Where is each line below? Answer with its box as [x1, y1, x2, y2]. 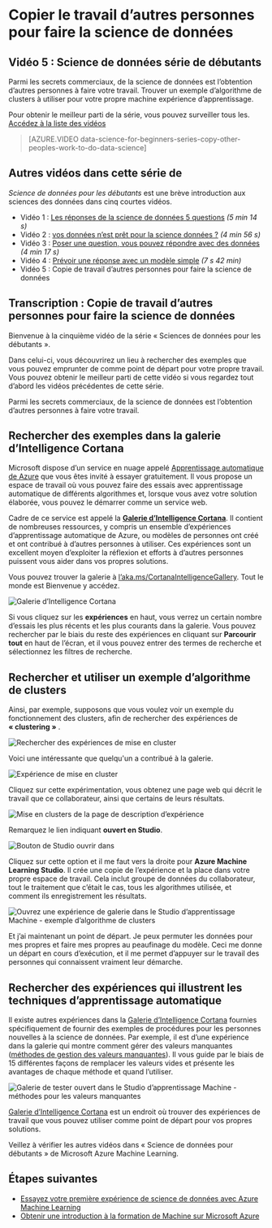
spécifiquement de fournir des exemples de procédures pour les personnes [8, 1024, 261, 1034]
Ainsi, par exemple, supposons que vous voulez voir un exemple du [8, 705, 234, 714]
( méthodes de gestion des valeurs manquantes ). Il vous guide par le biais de [8, 1050, 264, 1060]
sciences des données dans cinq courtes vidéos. [8, 197, 173, 206]
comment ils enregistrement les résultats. [8, 892, 147, 901]
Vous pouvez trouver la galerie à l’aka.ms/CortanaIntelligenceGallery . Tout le [8, 572, 264, 582]
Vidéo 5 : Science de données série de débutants [8, 55, 262, 69]
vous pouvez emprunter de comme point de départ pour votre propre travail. [8, 363, 265, 373]
